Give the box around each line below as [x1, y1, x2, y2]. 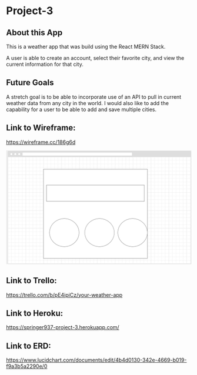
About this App [6, 28, 63, 38]
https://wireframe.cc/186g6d [6, 138, 76, 145]
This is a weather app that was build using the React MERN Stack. [6, 43, 166, 50]
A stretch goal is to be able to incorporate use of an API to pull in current [6, 93, 182, 101]
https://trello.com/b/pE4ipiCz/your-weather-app [6, 291, 123, 298]
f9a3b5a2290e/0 [6, 363, 48, 370]
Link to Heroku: [6, 308, 64, 318]
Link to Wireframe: [6, 123, 76, 133]
